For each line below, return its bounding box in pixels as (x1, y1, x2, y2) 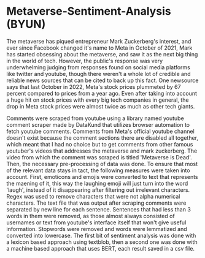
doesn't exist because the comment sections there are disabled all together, (6, 134, 198, 142)
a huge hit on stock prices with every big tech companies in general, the (6, 96, 189, 104)
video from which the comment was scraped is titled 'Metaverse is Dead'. (6, 153, 192, 161)
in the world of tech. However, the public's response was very (6, 57, 163, 64)
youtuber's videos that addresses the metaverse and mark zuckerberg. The (6, 147, 198, 154)
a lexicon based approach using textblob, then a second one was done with (6, 238, 198, 246)
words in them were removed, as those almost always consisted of (6, 212, 175, 219)
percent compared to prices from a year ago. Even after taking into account (6, 89, 198, 97)
